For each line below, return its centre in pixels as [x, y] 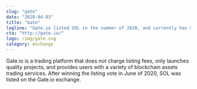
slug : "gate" [22, 11]
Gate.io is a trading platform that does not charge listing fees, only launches [98, 61]
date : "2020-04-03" [30, 17]
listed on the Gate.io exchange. [43, 79]
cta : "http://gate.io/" [35, 33]
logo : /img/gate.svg [31, 39]
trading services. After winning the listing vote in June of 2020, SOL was [94, 73]
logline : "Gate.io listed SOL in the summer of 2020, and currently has [97, 28]
